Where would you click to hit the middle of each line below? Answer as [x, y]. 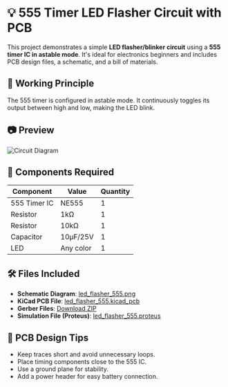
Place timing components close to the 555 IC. [82, 362]
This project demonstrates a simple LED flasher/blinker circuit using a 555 [114, 47]
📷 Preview [31, 130]
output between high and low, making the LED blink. [81, 107]
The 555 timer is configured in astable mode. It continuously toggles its [108, 100]
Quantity [115, 192]
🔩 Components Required [61, 172]
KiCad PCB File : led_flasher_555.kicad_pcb [78, 301]
